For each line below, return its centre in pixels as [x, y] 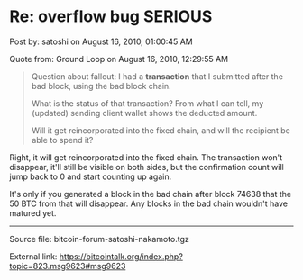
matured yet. [33, 212]
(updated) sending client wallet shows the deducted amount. [144, 113]
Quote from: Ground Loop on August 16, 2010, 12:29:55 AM [119, 59]
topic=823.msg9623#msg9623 [68, 266]
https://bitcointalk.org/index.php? [121, 256]
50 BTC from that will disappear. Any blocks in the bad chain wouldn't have [149, 203]
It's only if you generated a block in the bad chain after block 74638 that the [150, 194]
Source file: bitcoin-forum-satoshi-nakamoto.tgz [99, 239]
